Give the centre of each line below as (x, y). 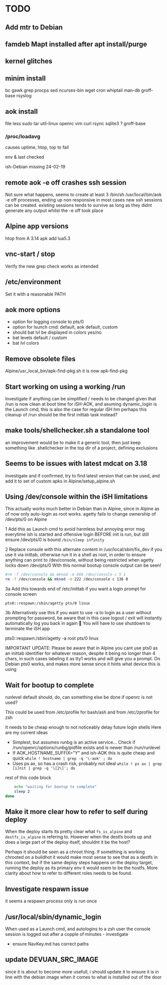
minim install (25, 78)
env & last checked (25, 157)
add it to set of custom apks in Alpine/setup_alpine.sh (60, 481)
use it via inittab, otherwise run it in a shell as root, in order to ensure (76, 555)
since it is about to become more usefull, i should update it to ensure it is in (82, 971)
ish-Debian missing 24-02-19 (35, 167)
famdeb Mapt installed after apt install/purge (76, 44)
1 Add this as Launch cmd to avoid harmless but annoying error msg (75, 529)
